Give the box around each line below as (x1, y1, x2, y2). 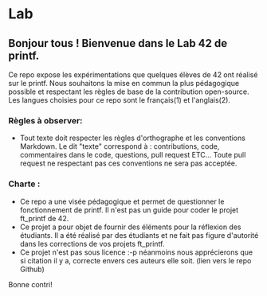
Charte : (8, 178, 41, 189)
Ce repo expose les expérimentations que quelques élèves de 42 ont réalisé (8, 70, 258, 80)
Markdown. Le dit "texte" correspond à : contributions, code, (19, 142, 220, 151)
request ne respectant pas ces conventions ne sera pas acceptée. (19, 158, 238, 168)
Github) (19, 264, 45, 274)
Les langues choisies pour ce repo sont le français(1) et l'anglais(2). (8, 95, 231, 104)
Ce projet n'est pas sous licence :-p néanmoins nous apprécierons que (19, 247, 253, 257)
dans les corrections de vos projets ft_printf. (19, 239, 165, 248)
